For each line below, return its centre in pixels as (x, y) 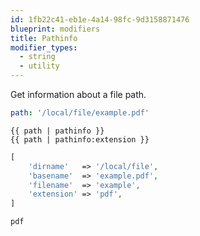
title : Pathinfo (44, 38)
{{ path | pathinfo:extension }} (80, 139)
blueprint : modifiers (55, 29)
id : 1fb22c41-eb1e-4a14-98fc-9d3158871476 (100, 19)
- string (37, 57)
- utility (39, 66)
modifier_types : (44, 47)
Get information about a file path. (78, 94)
